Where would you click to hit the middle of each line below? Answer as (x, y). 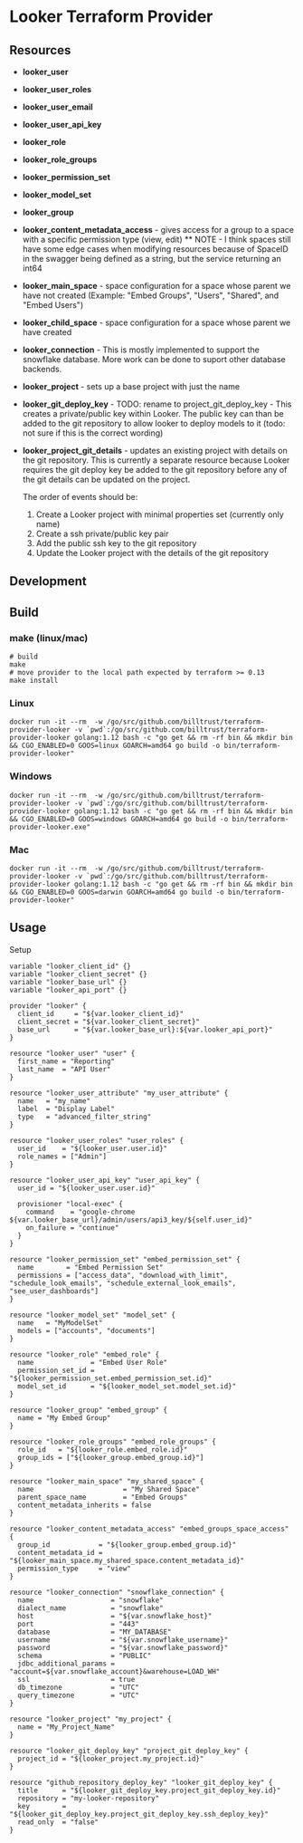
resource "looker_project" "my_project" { (90, 1719)
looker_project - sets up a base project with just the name (131, 386)
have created (47, 332)
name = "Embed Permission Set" (91, 1267)
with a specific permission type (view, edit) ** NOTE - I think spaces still (156, 239)
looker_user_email (57, 107)
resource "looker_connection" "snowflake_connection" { (117, 1592)
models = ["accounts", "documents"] (86, 1330)
